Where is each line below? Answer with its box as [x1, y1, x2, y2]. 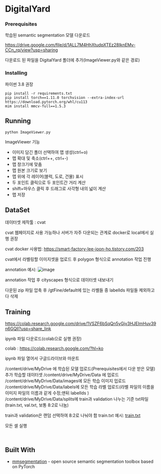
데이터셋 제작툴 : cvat [5, 219, 46, 225]
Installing [5, 69, 28, 76]
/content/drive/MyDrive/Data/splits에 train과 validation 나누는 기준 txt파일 [5, 396, 149, 402]
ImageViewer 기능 [5, 139, 40, 145]
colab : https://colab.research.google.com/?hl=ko [5, 345, 104, 351]
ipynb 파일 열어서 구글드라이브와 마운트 [5, 356, 80, 361]
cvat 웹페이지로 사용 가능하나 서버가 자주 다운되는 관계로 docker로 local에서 [5, 229, 149, 236]
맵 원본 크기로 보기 [12, 167, 47, 173]
